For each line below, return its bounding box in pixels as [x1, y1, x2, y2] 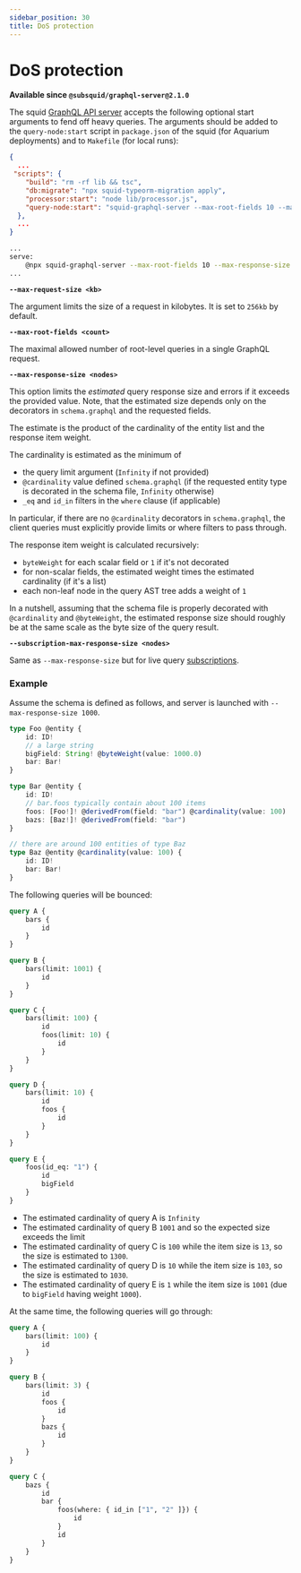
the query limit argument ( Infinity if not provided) [21, 467, 210, 477]
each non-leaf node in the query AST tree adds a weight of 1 [21, 585, 246, 596]
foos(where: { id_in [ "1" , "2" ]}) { [56, 1506, 199, 1515]
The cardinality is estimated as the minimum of [9, 449, 182, 460]
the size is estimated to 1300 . [21, 1251, 129, 1261]
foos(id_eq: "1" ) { [25, 1163, 99, 1172]
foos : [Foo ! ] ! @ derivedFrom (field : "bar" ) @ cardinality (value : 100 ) [25, 807, 287, 816]
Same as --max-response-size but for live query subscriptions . [9, 655, 239, 666]
